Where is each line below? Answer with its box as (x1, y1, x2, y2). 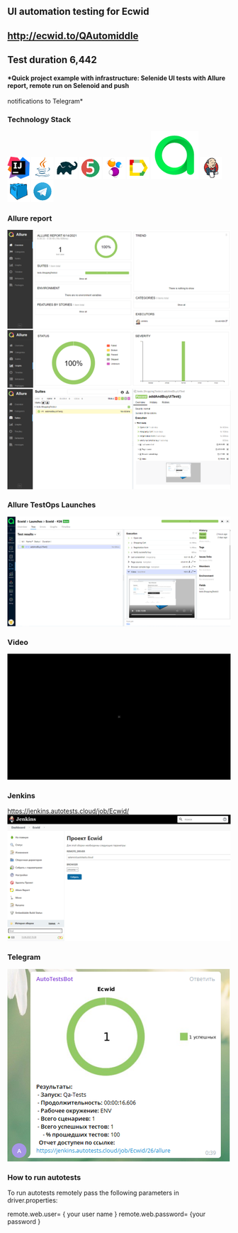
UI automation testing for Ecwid (7, 6, 149, 18)
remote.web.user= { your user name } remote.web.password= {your (7, 1210, 206, 1218)
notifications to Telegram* (7, 97, 84, 106)
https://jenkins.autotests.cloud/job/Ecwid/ (7, 807, 130, 815)
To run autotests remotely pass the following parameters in (7, 1188, 179, 1197)
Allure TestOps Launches (7, 500, 96, 510)
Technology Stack (7, 115, 72, 125)
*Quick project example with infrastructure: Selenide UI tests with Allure (7, 74, 225, 82)
